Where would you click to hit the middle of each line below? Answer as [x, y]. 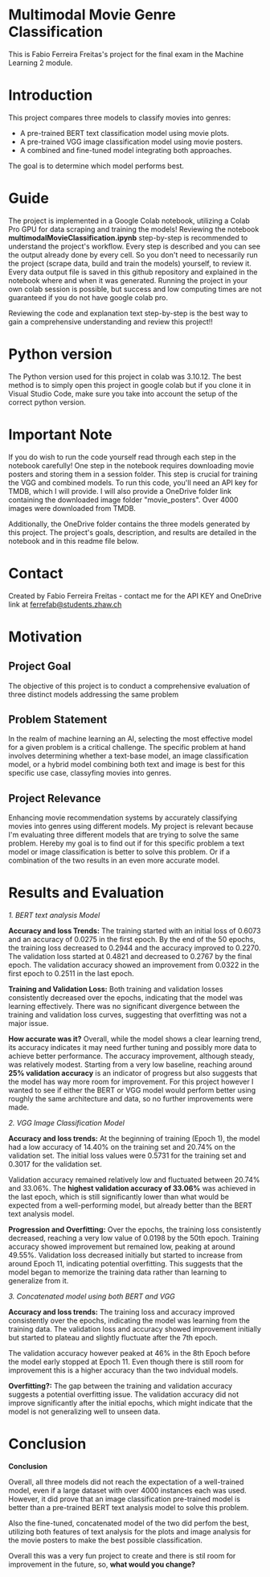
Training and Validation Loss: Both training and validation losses [116, 989]
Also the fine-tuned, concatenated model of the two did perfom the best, [129, 1523]
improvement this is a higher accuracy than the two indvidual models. [123, 1370]
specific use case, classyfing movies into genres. [90, 773]
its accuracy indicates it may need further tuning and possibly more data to [133, 1048]
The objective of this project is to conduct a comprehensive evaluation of [129, 686]
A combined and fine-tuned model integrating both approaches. [126, 150]
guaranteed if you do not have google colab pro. [88, 297]
